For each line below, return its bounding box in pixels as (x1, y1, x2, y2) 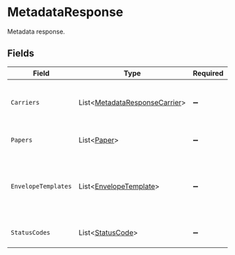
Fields (7, 48, 35, 59)
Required (192, 68, 224, 78)
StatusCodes (10, 228, 51, 236)
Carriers (10, 99, 40, 106)
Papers (10, 136, 33, 144)
